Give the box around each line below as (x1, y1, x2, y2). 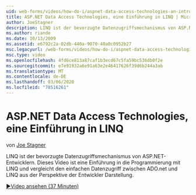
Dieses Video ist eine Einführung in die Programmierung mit (37, 159, 181, 166)
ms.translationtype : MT (6, 68, 64, 74)
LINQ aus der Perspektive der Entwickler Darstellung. (6, 171, 134, 178)
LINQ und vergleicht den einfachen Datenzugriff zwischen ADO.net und (6, 165, 178, 172)
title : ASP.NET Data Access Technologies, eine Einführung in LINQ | (6, 14, 179, 20)
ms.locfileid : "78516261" (6, 85, 69, 90)
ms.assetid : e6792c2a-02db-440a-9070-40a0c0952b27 (6, 41, 132, 47)
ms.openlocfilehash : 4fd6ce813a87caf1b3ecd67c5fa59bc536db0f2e (6, 57, 163, 63)
